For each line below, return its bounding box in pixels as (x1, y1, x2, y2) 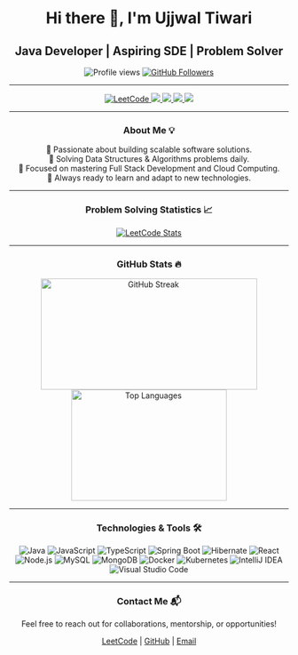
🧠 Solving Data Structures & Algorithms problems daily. (48, 154, 250, 164)
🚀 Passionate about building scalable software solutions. (45, 144, 253, 155)
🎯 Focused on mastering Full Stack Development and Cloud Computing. (18, 164, 280, 174)
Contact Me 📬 (116, 595, 182, 608)
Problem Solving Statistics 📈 (85, 204, 213, 216)
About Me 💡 (122, 124, 176, 136)
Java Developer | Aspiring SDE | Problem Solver (14, 44, 284, 59)
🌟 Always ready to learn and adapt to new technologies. (47, 172, 251, 183)
